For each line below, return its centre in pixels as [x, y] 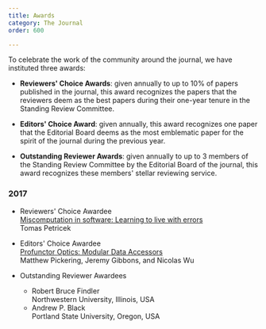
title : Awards [32, 15]
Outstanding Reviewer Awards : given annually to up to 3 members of [134, 156]
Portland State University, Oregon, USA [96, 316]
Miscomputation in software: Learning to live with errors [111, 220]
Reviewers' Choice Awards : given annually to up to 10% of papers [129, 83]
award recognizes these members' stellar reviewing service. [118, 173]
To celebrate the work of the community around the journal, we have [120, 59]
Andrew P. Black [58, 308]
